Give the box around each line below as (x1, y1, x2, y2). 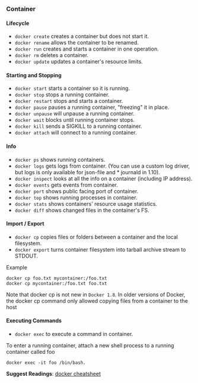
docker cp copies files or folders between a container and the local (14, 233, 178, 240)
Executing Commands (6, 317, 62, 324)
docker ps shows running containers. (14, 156, 106, 163)
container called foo (6, 348, 55, 355)
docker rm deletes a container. (14, 52, 89, 59)
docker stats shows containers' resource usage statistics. (14, 200, 158, 207)
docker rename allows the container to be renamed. (14, 39, 139, 46)
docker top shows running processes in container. (14, 194, 138, 201)
